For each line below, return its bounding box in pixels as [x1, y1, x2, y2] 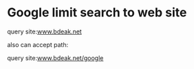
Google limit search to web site [7, 5, 187, 20]
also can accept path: [7, 40, 69, 49]
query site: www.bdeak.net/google [7, 53, 104, 62]
